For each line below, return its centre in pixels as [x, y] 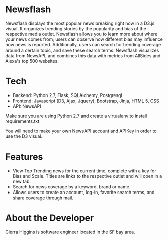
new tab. [22, 181]
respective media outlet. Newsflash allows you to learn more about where [81, 34]
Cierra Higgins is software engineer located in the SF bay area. [70, 232]
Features [24, 157]
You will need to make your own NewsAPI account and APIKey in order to [81, 131]
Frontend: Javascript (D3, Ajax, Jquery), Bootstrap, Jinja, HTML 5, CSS [86, 101]
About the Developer [50, 218]
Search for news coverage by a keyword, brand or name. [71, 187]
